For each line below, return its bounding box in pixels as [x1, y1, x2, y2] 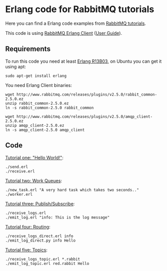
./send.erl [5, 164, 28, 169]
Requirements [5, 44, 51, 54]
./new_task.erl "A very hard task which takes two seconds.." [5, 187, 139, 193]
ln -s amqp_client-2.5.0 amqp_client [5, 127, 85, 132]
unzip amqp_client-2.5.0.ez [5, 123, 65, 128]
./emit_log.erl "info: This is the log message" [5, 215, 110, 220]
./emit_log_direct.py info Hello [5, 238, 76, 243]
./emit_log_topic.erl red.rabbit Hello [5, 261, 90, 266]
